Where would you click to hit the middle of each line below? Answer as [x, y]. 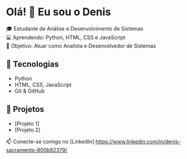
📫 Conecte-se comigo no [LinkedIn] [50, 141]
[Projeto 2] [28, 130]
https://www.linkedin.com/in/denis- [138, 141]
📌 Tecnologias [33, 64]
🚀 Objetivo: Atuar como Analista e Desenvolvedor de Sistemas [81, 46]
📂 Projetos [25, 109]
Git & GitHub [30, 91]
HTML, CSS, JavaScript [43, 84]
